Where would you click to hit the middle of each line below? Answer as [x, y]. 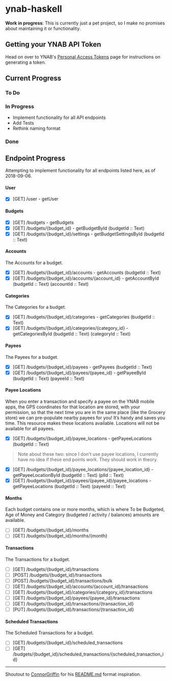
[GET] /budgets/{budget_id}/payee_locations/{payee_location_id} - [83, 469]
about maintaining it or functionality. [43, 28]
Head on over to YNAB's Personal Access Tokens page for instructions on [83, 57]
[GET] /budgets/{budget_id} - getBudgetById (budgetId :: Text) [79, 228]
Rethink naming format [36, 129]
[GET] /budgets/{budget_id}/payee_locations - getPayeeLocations [82, 438]
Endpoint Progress [35, 158]
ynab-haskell [34, 9]
